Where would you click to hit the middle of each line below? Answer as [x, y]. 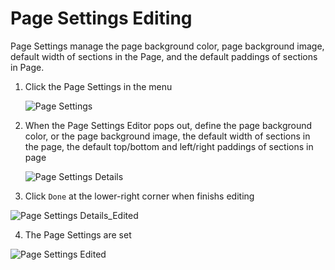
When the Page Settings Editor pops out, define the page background [168, 125]
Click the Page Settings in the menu [98, 86]
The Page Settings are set [78, 234]
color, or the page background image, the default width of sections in [167, 136]
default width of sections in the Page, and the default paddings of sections [164, 56]
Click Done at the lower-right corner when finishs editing [139, 196]
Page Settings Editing [101, 18]
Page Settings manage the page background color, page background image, [167, 46]
